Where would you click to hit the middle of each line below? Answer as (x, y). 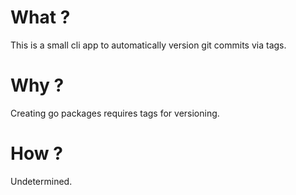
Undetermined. (41, 181)
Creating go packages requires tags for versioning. (115, 113)
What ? (40, 17)
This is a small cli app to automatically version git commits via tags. (148, 45)
